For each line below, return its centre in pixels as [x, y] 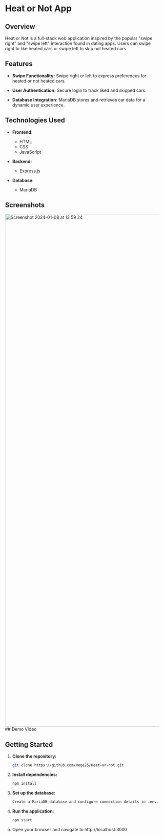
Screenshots [25, 205]
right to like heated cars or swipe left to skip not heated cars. [66, 49]
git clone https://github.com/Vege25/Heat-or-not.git [68, 765]
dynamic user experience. [38, 105]
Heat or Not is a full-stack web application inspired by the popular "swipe [79, 38]
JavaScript [30, 152]
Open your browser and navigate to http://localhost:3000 [70, 829]
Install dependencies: [35, 775]
